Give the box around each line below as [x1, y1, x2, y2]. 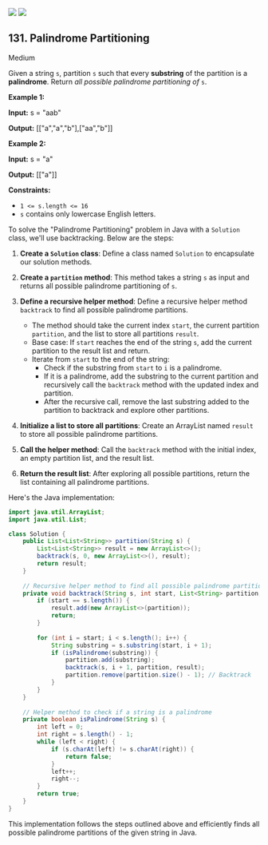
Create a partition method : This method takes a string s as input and [19, 272, 250, 282]
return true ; [37, 790, 81, 798]
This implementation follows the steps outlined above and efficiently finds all [8, 819, 260, 828]
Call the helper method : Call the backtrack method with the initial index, [19, 444, 257, 454]
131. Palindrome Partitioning [8, 32, 150, 46]
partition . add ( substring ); [65, 656, 156, 664]
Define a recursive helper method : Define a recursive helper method [19, 296, 247, 306]
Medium [8, 53, 36, 62]
